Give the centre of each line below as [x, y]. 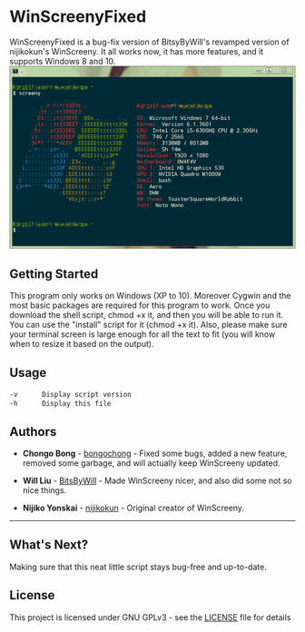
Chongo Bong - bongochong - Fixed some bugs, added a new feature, [155, 453]
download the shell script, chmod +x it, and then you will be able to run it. [147, 315]
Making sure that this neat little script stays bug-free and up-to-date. [138, 567]
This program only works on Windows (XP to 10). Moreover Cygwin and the [150, 296]
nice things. [44, 490]
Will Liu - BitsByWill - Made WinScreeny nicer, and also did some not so [157, 480]
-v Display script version [70, 395]
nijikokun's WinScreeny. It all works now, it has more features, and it [137, 51]
